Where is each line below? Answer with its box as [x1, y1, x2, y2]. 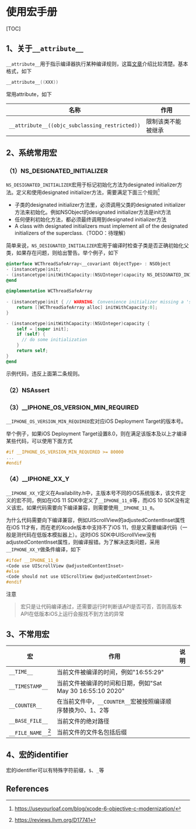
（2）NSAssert [6, 386, 50, 394]
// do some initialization [21, 337, 87, 343]
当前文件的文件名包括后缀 [57, 728, 127, 736]
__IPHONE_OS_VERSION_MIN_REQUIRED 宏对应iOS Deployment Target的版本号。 [6, 417, 187, 425]
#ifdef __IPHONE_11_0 [6, 557, 59, 563]
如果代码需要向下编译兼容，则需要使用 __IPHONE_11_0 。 [26, 504, 158, 511]
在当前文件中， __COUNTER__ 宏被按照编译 [57, 698, 166, 706]
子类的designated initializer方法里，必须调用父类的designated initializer [14, 201, 185, 208]
